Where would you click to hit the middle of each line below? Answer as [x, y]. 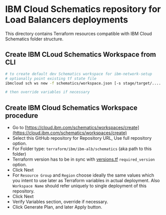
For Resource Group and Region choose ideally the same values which [83, 175]
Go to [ [19, 128]
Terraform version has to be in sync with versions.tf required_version [83, 159]
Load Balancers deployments [67, 20]
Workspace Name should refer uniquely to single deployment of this [79, 186]
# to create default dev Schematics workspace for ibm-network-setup [79, 74]
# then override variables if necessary [48, 92]
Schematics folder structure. [34, 39]
